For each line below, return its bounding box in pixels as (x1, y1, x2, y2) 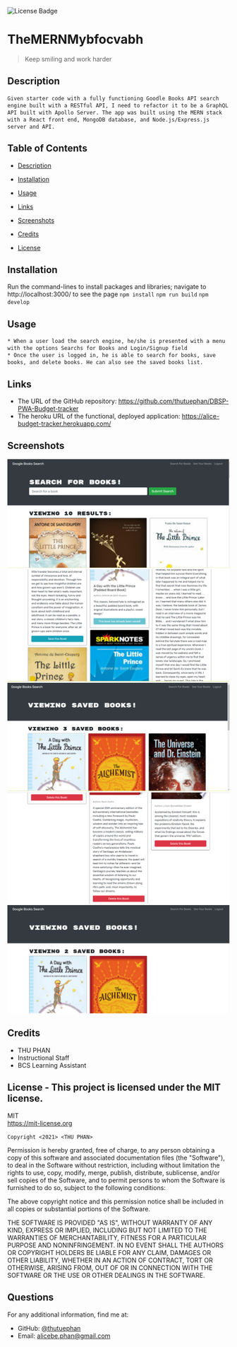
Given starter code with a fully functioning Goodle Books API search (7, 95, 219, 102)
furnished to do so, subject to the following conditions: (7, 1183, 166, 1191)
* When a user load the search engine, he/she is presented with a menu (7, 338, 226, 345)
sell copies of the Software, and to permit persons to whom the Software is (7, 1176, 226, 1184)
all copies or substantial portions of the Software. (7, 1204, 150, 1213)
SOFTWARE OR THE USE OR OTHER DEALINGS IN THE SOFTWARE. (7, 1271, 205, 1279)
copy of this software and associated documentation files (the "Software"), (7, 1153, 226, 1162)
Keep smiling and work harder (24, 54, 112, 63)
